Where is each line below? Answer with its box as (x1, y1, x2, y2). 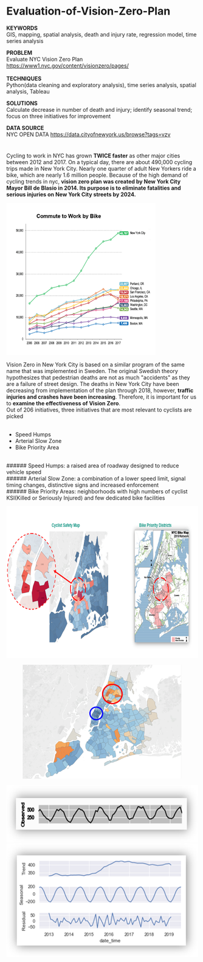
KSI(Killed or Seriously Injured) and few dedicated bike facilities (6, 494, 165, 502)
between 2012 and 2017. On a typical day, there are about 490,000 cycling (6, 159, 193, 166)
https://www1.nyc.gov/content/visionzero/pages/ (6, 62, 129, 69)
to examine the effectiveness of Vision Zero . (6, 400, 120, 407)
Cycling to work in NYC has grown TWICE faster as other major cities (6, 152, 181, 159)
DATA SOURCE (6, 124, 44, 131)
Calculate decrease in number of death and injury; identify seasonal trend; (6, 106, 193, 113)
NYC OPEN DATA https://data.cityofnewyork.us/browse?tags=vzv (6, 131, 171, 138)
